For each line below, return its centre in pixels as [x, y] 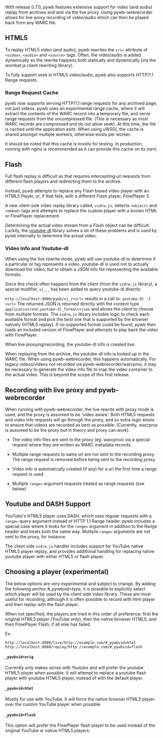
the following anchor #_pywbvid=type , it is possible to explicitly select [75, 589]
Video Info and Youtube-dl [37, 248]
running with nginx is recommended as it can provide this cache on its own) [81, 149]
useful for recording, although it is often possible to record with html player [80, 599]
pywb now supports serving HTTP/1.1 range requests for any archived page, [81, 103]
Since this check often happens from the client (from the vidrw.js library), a [81, 284]
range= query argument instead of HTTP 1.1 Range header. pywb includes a [80, 521]
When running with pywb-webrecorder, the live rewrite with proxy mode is [80, 409]
